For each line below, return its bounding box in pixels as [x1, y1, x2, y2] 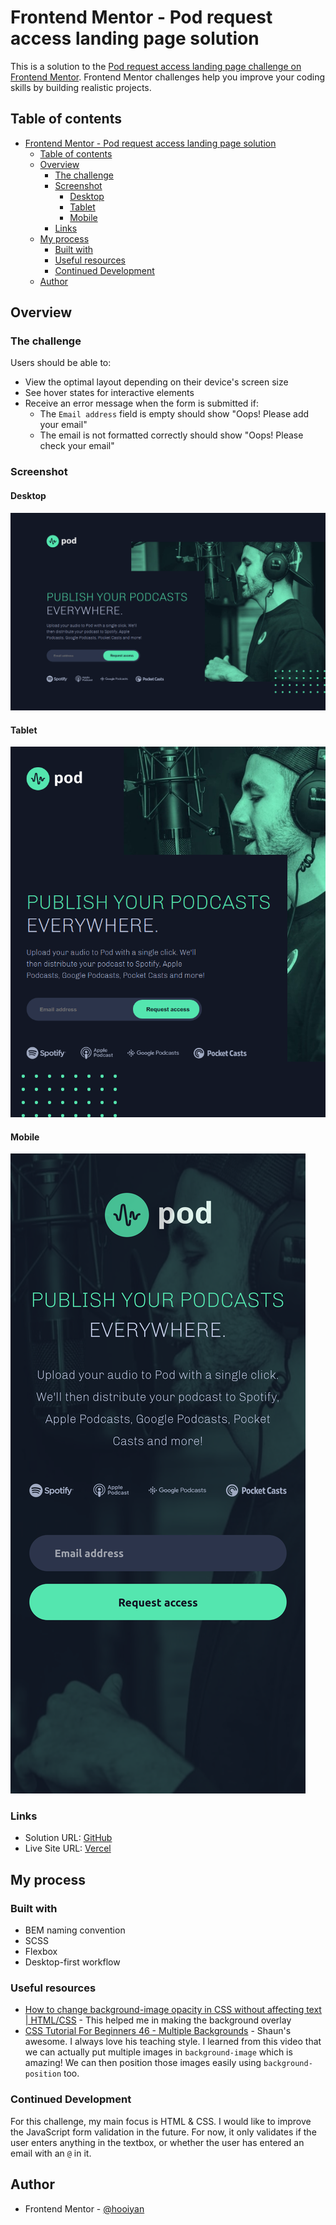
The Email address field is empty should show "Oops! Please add [39, 408, 310, 420]
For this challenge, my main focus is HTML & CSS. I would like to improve [10, 2115, 312, 2127]
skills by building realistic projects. [10, 81, 152, 93]
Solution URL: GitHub [24, 1832, 113, 1844]
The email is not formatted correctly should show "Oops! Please [39, 429, 304, 441]
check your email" [39, 440, 115, 452]
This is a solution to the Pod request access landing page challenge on [10, 60, 302, 72]
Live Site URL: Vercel [24, 1842, 112, 1855]
